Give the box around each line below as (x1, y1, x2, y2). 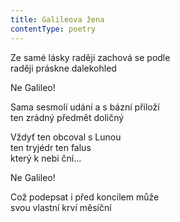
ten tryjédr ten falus (10, 141, 92, 153)
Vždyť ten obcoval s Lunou (10, 131, 122, 143)
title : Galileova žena (10, 14, 105, 25)
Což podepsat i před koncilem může (10, 191, 160, 203)
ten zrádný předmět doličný (10, 111, 125, 123)
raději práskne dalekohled (10, 62, 117, 74)
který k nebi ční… (10, 152, 82, 164)
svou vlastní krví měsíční (10, 201, 112, 213)
